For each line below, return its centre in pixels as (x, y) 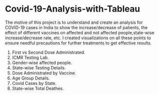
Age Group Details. (31, 78)
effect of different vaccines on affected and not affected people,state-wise (80, 32)
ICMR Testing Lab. (31, 57)
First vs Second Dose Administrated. (48, 52)
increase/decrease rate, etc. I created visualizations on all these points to (78, 38)
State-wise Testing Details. (39, 68)
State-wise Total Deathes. (38, 88)
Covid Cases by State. (34, 83)
